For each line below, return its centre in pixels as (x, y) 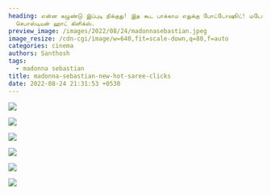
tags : (17, 61)
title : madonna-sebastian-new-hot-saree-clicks (90, 76)
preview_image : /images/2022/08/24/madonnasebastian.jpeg (108, 31)
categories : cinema (41, 46)
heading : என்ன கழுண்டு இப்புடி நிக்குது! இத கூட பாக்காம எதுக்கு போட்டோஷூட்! (127, 16)
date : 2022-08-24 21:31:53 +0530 (65, 83)
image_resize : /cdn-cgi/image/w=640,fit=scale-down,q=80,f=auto (119, 38)
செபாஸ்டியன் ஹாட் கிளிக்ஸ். (55, 23)
